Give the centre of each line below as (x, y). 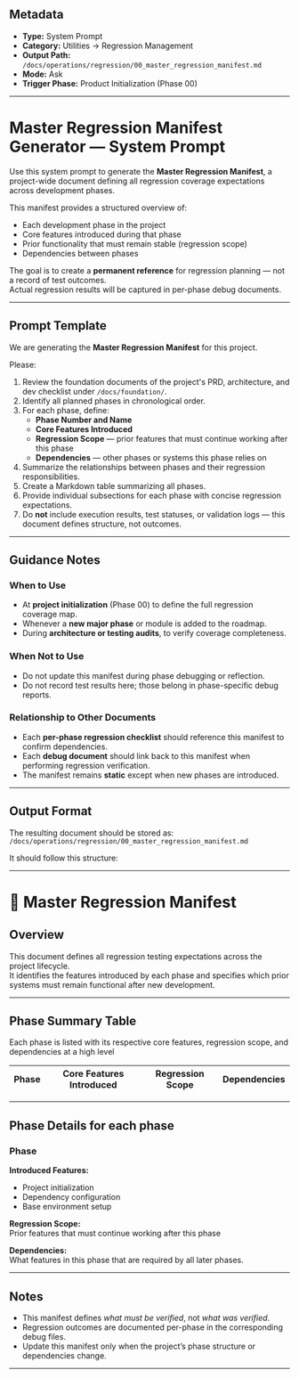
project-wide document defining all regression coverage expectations (137, 181)
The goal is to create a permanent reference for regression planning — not (147, 270)
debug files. (44, 1336)
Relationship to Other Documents (83, 718)
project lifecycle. (40, 966)
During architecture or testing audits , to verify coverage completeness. (154, 633)
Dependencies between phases (80, 253)
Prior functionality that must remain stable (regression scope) (134, 243)
